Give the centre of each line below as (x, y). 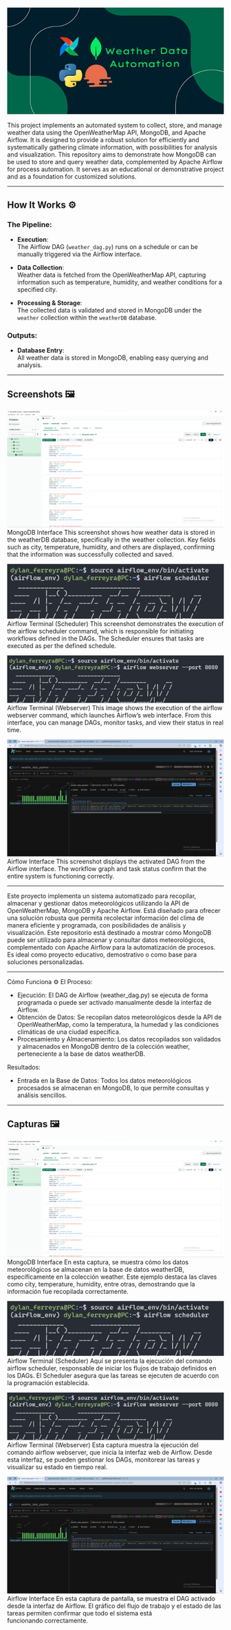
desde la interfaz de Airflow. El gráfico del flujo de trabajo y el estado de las (114, 1606)
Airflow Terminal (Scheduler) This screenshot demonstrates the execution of (115, 623)
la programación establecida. (48, 1383)
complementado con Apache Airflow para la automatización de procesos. (111, 947)
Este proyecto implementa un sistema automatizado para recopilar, (102, 896)
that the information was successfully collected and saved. (90, 554)
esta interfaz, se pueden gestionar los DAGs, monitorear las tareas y (104, 1460)
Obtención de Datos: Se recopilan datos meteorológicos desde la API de (119, 1017)
